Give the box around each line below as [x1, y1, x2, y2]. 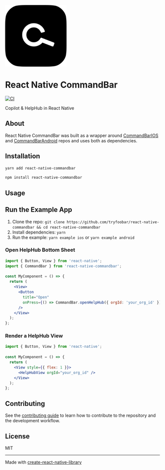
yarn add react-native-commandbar [5, 166, 76, 170]
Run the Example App [5, 205, 73, 214]
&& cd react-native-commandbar [36, 225, 101, 230]
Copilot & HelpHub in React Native [5, 105, 75, 111]
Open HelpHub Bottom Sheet [5, 246, 75, 253]
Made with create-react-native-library [5, 459, 82, 465]
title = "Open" [23, 295, 50, 300]
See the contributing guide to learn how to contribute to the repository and [5, 412, 156, 418]
